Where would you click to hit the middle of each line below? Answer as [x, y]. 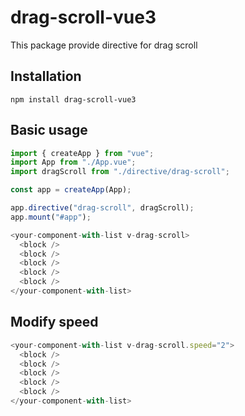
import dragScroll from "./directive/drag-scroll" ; [120, 172]
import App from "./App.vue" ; [73, 162]
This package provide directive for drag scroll [104, 45]
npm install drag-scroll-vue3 [73, 99]
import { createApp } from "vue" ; [82, 153]
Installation [46, 76]
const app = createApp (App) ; [71, 190]
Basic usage [49, 130]
